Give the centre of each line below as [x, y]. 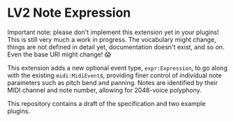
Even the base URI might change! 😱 [59, 54]
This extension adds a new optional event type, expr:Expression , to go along [117, 68]
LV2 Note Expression [69, 13]
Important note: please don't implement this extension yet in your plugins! [113, 32]
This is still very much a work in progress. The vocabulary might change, [112, 39]
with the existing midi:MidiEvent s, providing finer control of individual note [115, 75]
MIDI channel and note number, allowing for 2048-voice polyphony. [104, 90]
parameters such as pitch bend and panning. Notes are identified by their [112, 82]
